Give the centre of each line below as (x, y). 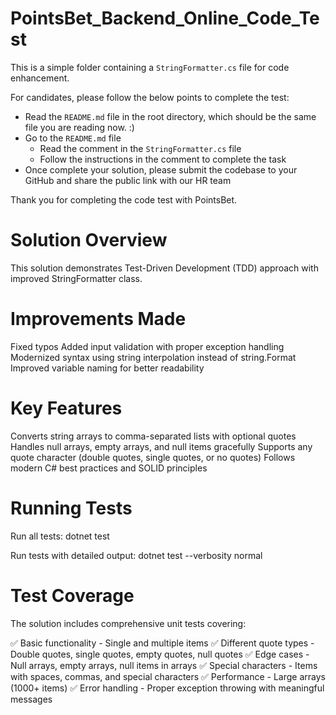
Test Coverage (72, 595)
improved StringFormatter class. (76, 278)
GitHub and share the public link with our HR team (128, 180)
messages (31, 699)
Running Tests (71, 508)
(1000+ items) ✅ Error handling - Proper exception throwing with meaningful (167, 688)
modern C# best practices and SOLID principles (109, 468)
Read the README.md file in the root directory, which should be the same (170, 116)
